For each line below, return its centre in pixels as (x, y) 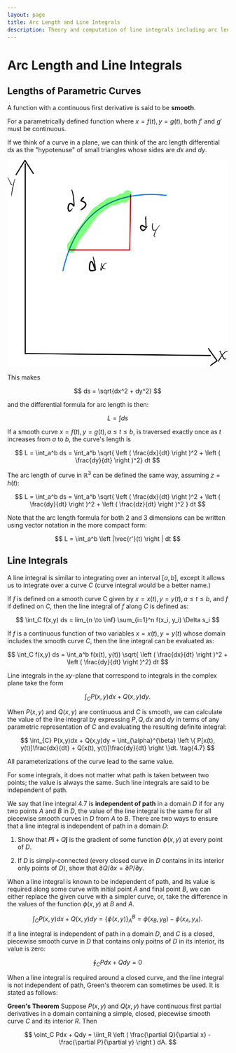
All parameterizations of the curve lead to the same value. (91, 761)
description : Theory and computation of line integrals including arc (112, 29)
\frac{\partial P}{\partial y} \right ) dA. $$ (118, 1042)
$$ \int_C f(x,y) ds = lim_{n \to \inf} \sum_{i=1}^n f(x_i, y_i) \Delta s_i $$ (118, 619)
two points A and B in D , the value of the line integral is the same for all (109, 811)
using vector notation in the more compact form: (77, 525)
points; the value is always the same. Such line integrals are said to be (108, 782)
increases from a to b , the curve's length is (69, 439)
